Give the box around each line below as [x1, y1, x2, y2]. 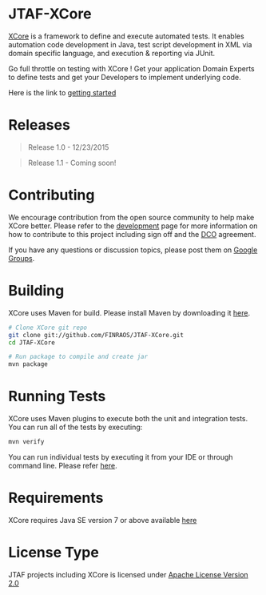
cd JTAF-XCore [8, 338, 56, 347]
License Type [8, 544, 100, 561]
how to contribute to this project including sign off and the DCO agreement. [8, 229, 256, 239]
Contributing [8, 186, 95, 204]
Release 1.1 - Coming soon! [27, 158, 117, 167]
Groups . [8, 253, 35, 263]
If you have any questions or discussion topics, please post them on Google [8, 245, 258, 255]
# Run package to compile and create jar [8, 353, 149, 361]
